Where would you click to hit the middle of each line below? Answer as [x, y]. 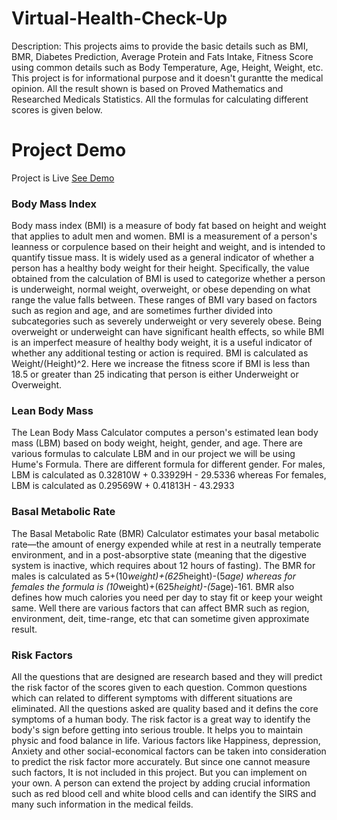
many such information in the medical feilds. [102, 804]
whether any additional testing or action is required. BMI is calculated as [160, 353]
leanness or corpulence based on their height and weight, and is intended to [168, 247]
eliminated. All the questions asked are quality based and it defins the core [165, 709]
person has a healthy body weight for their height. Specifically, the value [160, 268]
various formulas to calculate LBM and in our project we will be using [153, 454]
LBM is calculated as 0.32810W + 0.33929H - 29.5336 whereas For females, [169, 475]
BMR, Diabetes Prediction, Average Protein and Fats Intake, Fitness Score [162, 56]
